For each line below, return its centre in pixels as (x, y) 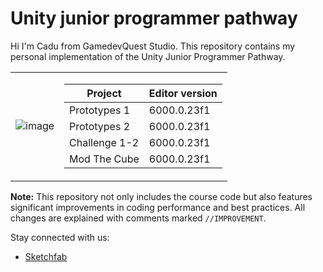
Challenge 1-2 (104, 142)
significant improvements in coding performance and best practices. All (158, 207)
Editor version (183, 93)
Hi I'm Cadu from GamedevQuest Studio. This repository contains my (153, 46)
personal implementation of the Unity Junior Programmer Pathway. (148, 56)
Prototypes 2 (100, 126)
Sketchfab (46, 256)
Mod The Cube (104, 159)
